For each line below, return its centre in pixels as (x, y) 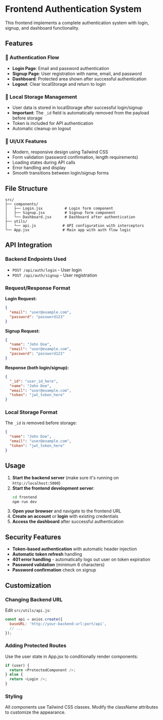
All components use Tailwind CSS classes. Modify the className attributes (82, 707)
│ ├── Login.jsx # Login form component (59, 209)
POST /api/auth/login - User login (47, 270)
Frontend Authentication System (73, 9)
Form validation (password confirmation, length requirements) (75, 157)
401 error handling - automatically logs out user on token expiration (81, 559)
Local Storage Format (31, 412)
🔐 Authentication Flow (32, 58)
